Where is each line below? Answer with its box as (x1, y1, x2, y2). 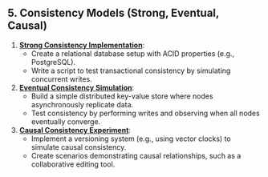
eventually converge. (30, 116, 101, 127)
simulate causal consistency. (30, 142, 127, 151)
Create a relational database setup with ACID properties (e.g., (30, 48, 234, 58)
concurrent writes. (30, 74, 93, 83)
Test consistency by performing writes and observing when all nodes (30, 108, 260, 118)
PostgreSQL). (30, 57, 76, 66)
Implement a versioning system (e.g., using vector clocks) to (30, 134, 231, 143)
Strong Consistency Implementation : (18, 40, 145, 50)
